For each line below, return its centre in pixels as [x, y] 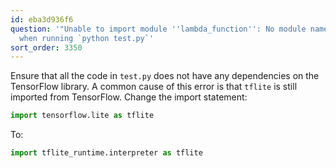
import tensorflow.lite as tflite [82, 116]
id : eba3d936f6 [42, 19]
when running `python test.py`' [87, 38]
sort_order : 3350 [46, 47]
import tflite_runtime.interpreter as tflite [106, 153]
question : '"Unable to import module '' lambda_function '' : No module [158, 29]
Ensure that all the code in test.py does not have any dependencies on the [165, 76]
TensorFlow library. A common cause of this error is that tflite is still [154, 87]
